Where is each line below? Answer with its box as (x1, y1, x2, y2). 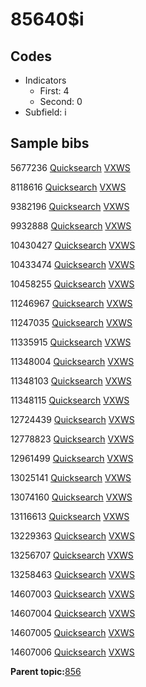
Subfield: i (24, 106, 67, 118)
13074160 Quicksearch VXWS (10, 491, 133, 503)
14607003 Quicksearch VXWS (10, 588, 135, 600)
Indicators (24, 74, 67, 86)
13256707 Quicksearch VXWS (10, 549, 134, 561)
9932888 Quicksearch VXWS (10, 219, 132, 232)
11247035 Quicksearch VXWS (10, 316, 133, 328)
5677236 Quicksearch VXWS (10, 161, 131, 173)
